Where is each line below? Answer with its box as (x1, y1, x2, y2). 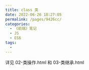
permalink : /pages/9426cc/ (5, 17, 62, 22)
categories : (5, 21, 30, 27)
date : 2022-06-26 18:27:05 (5, 12, 62, 17)
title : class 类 (5, 7, 39, 13)
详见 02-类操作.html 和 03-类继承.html (5, 59, 84, 65)
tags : (5, 40, 17, 45)
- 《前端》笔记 (10, 26, 37, 31)
